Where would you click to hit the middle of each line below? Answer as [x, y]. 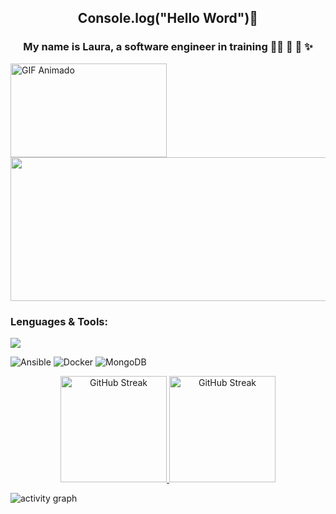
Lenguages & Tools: [59, 321]
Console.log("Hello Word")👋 [168, 18]
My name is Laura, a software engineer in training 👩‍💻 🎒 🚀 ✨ [168, 47]
